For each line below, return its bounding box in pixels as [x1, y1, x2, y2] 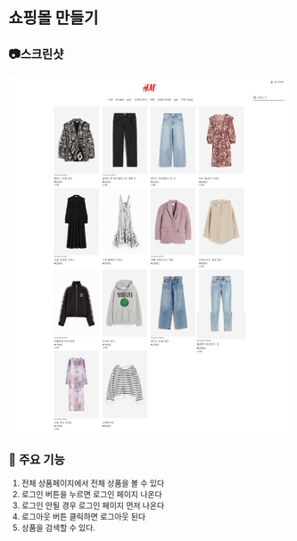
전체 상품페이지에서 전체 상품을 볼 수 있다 [21, 478, 165, 488]
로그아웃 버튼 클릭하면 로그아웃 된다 [21, 511, 146, 521]
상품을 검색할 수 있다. [21, 522, 95, 533]
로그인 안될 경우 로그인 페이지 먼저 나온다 [21, 500, 165, 511]
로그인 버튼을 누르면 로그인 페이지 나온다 [21, 488, 162, 499]
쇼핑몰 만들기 [8, 8, 99, 29]
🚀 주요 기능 [8, 452, 66, 468]
